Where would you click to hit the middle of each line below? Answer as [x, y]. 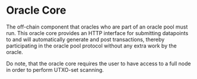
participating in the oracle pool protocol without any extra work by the [91, 46]
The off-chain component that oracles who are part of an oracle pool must [97, 27]
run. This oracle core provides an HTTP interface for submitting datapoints [97, 33]
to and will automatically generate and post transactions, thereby [85, 39]
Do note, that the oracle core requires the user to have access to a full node [99, 64]
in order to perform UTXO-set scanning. [55, 69]
